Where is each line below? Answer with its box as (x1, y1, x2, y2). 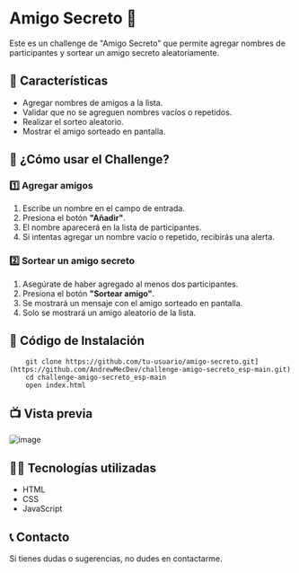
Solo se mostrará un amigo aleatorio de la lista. (22, 307, 197, 318)
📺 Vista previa (9, 406, 92, 421)
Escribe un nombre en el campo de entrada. (22, 203, 186, 214)
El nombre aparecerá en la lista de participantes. (22, 222, 202, 233)
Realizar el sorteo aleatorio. (22, 116, 124, 127)
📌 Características (9, 74, 109, 89)
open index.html (25, 381, 87, 390)
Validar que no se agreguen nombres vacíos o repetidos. (22, 107, 233, 118)
